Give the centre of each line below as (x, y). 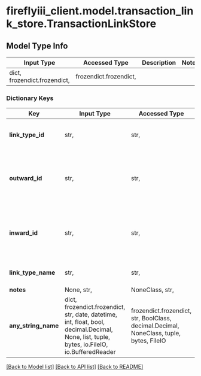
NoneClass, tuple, (156, 333)
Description (159, 63)
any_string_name (34, 326)
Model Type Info (37, 46)
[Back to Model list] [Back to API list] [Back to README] (75, 367)
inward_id (23, 233)
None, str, (79, 290)
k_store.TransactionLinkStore (81, 24)
